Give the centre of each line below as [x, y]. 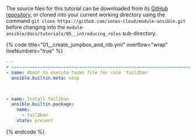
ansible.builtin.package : [43, 104]
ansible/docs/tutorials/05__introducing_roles [64, 34]
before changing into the [36, 27]
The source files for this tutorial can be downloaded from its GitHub [87, 8]
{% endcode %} [25, 132]
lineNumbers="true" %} [34, 51]
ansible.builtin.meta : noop [45, 78]
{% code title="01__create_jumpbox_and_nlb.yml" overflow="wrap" [87, 45]
